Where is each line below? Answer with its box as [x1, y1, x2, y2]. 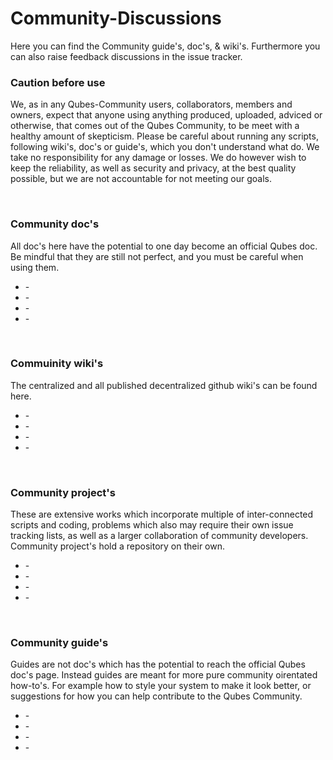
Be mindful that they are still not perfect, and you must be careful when [10, 250, 304, 262]
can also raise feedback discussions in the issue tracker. [10, 50, 243, 62]
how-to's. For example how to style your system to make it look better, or [10, 680, 312, 692]
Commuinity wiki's [10, 357, 104, 371]
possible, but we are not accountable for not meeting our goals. [10, 173, 273, 185]
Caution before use [10, 75, 106, 89]
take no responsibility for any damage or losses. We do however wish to [10, 152, 307, 164]
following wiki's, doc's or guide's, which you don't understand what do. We [10, 141, 320, 153]
